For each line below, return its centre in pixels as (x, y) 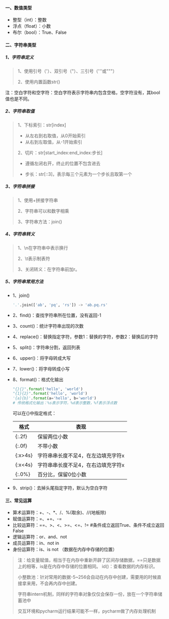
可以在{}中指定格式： (34, 413)
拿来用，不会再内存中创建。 (51, 583)
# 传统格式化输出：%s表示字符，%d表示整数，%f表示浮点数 (65, 403)
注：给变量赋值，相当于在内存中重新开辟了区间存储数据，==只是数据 (89, 560)
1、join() (21, 295)
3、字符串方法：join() (40, 221)
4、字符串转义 (20, 234)
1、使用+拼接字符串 (38, 200)
